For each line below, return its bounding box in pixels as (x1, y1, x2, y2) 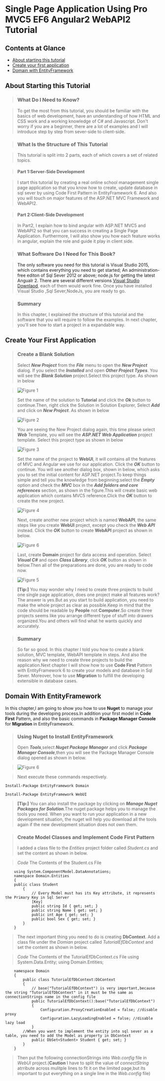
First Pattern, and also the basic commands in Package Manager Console (5, 715, 156, 722)
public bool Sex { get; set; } (31, 917, 96, 922)
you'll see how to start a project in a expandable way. (17, 321, 126, 328)
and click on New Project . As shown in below (17, 407, 109, 413)
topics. (17, 157, 32, 163)
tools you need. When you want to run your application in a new (17, 811, 147, 817)
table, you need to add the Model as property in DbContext (5, 1033, 132, 1038)
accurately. (17, 623, 40, 629)
